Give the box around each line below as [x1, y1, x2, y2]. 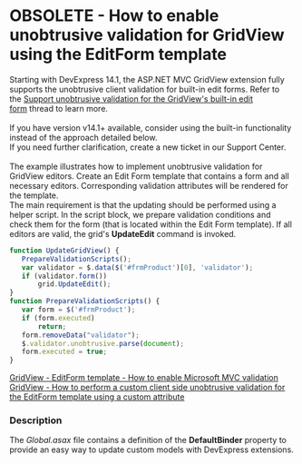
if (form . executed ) [21, 313, 95, 322]
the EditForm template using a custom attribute [9, 391, 185, 402]
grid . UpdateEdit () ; [37, 280, 112, 289]
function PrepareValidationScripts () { [9, 297, 161, 306]
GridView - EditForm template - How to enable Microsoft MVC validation [9, 372, 278, 383]
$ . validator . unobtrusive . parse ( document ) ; [21, 339, 184, 348]
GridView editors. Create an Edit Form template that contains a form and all [9, 170, 290, 182]
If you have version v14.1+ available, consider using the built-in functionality [9, 122, 292, 133]
